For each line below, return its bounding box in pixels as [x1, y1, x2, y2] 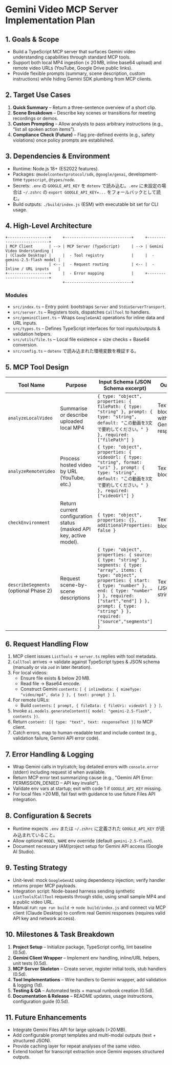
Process [60, 455, 80, 462]
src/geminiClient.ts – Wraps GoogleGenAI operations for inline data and [12, 314, 165, 320]
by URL [60, 468, 78, 475]
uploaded [60, 417, 83, 424]
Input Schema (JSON [99, 378, 152, 385]
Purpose [66, 381, 87, 389]
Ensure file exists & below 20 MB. [20, 675, 91, 681]
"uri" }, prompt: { [97, 464, 145, 470]
